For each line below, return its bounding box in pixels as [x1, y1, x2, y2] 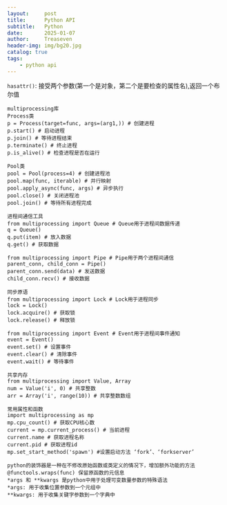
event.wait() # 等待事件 [7, 358, 75, 365]
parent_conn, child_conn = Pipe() [7, 260, 107, 267]
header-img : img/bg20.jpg [7, 42, 81, 49]
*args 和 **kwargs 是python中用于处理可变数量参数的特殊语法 [7, 477, 168, 484]
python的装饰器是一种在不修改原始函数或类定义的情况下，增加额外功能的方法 [7, 461, 195, 469]
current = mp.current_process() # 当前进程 [7, 426, 130, 433]
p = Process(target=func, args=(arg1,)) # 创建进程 [7, 120, 155, 127]
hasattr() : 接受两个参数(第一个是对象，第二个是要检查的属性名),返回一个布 [7, 81, 220, 90]
